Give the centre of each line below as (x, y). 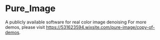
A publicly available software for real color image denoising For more (76, 22)
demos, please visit (25, 27)
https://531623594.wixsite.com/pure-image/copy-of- (100, 27)
